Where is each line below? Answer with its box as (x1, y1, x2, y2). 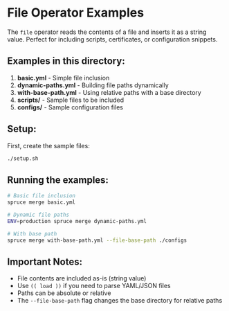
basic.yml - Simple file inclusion (17, 73, 110, 82)
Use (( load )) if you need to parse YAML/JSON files (17, 282, 171, 290)
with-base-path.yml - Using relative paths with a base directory (17, 88, 202, 96)
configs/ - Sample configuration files (17, 103, 123, 112)
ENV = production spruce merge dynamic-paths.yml (7, 217, 147, 224)
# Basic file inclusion (7, 193, 76, 199)
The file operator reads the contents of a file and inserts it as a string (7, 28, 207, 36)
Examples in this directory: (7, 55, 126, 67)
